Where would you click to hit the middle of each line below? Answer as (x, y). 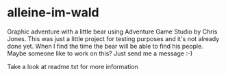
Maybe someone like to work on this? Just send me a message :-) (100, 53)
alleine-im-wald (53, 13)
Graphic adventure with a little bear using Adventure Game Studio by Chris (112, 31)
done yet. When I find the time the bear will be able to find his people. (105, 46)
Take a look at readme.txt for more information (73, 66)
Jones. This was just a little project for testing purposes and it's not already (113, 38)
